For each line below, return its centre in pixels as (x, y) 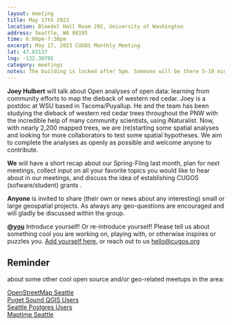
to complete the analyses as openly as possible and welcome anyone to (109, 142)
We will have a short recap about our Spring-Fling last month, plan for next (113, 163)
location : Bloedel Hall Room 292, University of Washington (96, 26)
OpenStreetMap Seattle (41, 293)
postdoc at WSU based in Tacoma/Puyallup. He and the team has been (108, 106)
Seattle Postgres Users (40, 307)
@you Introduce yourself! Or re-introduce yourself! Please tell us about (108, 226)
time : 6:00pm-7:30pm (37, 39)
